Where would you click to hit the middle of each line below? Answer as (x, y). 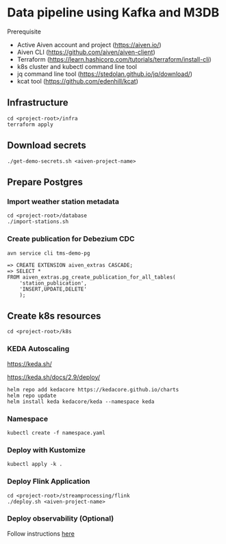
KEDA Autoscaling (38, 349)
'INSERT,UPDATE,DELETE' (53, 289)
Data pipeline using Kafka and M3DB (113, 13)
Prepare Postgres (45, 182)
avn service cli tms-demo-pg (49, 253)
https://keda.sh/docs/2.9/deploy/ (54, 377)
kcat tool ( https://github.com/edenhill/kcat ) (78, 81)
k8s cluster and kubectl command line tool (77, 66)
